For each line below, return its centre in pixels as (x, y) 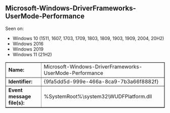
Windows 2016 (28, 44)
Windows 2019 (28, 49)
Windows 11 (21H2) (32, 54)
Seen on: (15, 28)
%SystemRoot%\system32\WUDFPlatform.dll (98, 96)
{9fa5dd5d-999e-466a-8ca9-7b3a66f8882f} (101, 82)
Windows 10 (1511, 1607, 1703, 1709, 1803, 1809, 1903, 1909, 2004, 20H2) (88, 38)
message (20, 96)
